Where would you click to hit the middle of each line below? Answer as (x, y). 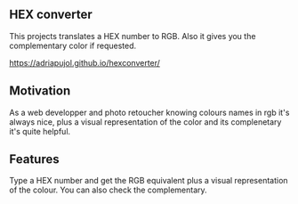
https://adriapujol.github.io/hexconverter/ (85, 62)
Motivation (40, 91)
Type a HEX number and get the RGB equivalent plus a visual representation (149, 181)
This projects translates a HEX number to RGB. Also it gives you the (133, 36)
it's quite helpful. (40, 131)
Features (34, 159)
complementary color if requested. (72, 45)
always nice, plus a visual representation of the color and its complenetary (145, 122)
